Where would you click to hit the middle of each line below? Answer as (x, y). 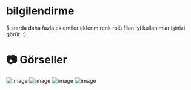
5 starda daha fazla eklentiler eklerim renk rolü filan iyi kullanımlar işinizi (96, 28)
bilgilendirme (40, 11)
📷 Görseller (37, 60)
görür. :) (16, 34)
